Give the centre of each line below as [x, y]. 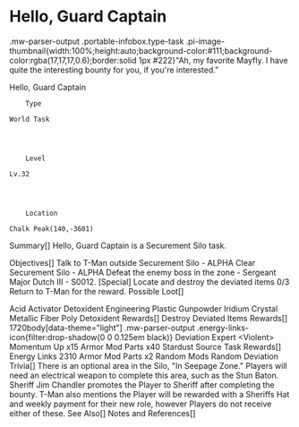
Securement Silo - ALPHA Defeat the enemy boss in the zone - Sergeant [143, 272]
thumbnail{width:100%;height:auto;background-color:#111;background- [141, 50]
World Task [30, 119]
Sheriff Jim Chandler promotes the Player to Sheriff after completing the [142, 384]
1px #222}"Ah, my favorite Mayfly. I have [213, 60]
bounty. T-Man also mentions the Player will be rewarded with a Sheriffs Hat [149, 394]
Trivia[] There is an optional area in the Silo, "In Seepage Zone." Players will [149, 365]
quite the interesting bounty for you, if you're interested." [114, 70]
